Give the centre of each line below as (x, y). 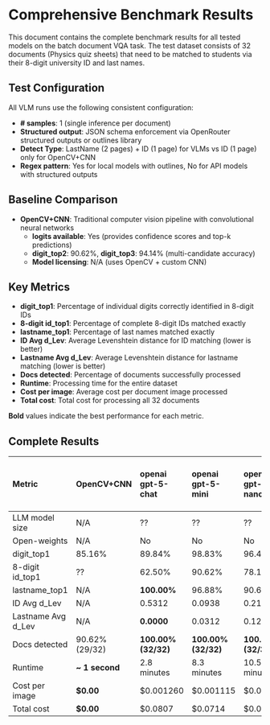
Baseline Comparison (63, 200)
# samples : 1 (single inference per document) (95, 123)
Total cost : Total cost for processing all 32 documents (110, 401)
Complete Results (54, 441)
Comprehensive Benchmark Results (131, 15)
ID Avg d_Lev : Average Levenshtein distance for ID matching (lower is (135, 340)
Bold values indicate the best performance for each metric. (106, 416)
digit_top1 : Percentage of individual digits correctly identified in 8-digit (137, 307)
